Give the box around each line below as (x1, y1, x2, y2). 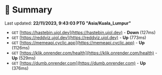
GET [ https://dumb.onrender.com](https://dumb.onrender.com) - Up (11, 60, 146, 66)
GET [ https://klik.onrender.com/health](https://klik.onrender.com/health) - (11, 50, 158, 56)
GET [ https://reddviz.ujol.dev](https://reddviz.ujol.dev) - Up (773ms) (11, 35, 146, 40)
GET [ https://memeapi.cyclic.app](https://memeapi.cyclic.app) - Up (11, 39, 145, 45)
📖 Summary (4, 4, 52, 15)
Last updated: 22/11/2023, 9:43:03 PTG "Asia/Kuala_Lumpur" (4, 20, 131, 26)
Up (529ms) (11, 55, 36, 61)
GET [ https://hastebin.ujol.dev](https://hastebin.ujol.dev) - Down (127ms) (11, 29, 156, 35)
